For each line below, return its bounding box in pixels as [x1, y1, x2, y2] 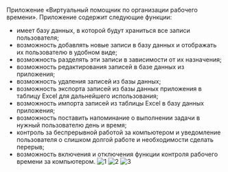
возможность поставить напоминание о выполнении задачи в [16, 114, 201, 122]
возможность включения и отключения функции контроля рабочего [16, 150, 218, 158]
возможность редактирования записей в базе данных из [16, 63, 185, 71]
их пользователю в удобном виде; [16, 48, 117, 56]
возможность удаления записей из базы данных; [16, 77, 161, 85]
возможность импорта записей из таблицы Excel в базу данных [16, 99, 204, 107]
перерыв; [16, 143, 45, 151]
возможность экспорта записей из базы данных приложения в [16, 85, 202, 93]
